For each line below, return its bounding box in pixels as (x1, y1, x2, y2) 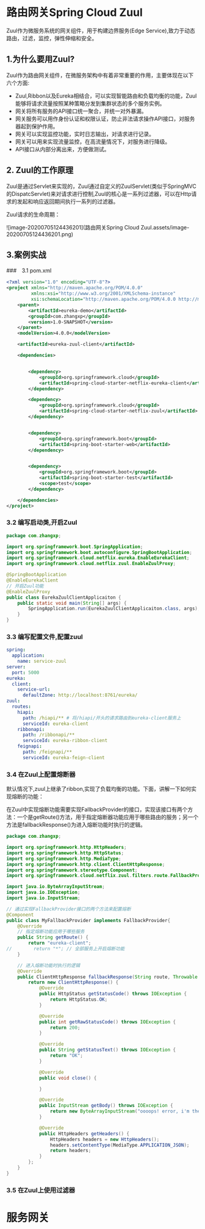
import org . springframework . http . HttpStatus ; (6, 849, 124, 856)
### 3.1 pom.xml (6, 267, 52, 275)
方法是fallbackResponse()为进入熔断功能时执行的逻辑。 (6, 821, 146, 829)
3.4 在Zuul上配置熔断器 (6, 770, 76, 779)
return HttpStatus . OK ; (49, 997, 108, 1003)
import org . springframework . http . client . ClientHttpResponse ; (6, 861, 165, 867)
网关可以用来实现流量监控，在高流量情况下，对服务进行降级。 (15, 138, 171, 145)
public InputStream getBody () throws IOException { (38, 1103, 173, 1109)
